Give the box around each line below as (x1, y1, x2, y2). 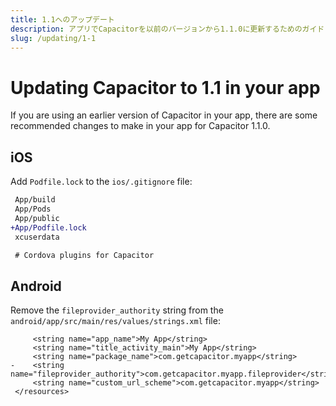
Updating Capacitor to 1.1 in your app (10, 76, 321, 99)
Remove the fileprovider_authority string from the (10, 304, 224, 316)
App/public (14, 213, 60, 223)
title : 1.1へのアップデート (10, 14, 115, 25)
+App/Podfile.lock (10, 222, 87, 233)
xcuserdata (14, 232, 60, 242)
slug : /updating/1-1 (10, 33, 97, 43)
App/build (14, 195, 56, 205)
